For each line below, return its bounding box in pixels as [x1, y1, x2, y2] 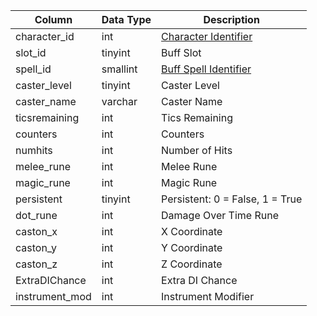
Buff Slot [161, 46, 202, 59]
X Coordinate [161, 225, 223, 238]
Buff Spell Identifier [161, 62, 252, 76]
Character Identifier [161, 30, 253, 43]
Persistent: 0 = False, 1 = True [161, 192, 303, 206]
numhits [15, 144, 53, 157]
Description [203, 13, 260, 26]
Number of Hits [161, 144, 233, 157]
